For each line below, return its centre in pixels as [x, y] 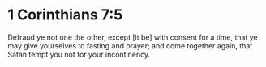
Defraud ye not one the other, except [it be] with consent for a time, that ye [133, 37]
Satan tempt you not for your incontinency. [79, 54]
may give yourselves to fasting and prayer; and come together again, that [130, 45]
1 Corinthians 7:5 [65, 15]
